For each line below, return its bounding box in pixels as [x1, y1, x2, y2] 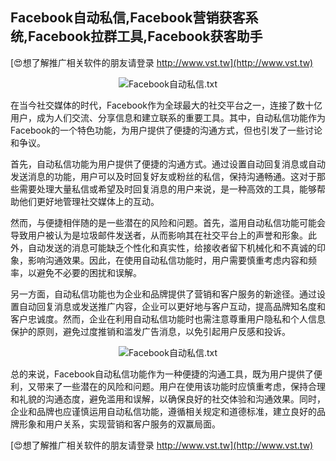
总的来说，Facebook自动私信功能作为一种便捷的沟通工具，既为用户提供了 [10, 368, 314, 380]
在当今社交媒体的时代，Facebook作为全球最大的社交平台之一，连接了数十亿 [10, 99, 323, 111]
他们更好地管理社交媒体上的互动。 [18, 195, 160, 207]
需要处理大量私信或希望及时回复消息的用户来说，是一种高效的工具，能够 [18, 183, 317, 195]
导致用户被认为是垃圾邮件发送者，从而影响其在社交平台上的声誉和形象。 [10, 229, 308, 241]
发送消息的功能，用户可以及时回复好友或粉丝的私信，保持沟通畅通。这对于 [10, 170, 317, 182]
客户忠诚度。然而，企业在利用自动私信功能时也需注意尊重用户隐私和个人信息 [10, 313, 326, 325]
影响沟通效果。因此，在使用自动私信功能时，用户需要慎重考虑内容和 [27, 254, 308, 266]
